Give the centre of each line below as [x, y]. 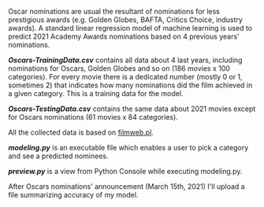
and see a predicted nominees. [58, 156]
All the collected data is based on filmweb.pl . [81, 132]
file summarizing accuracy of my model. [73, 195]
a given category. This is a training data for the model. [96, 93]
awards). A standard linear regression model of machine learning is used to [130, 28]
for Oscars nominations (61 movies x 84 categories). [93, 117]
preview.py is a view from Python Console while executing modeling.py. [125, 171]
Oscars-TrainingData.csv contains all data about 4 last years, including [125, 60]
